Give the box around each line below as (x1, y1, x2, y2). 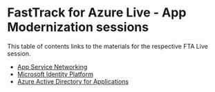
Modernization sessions (7, 19, 149, 35)
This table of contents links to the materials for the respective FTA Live (7, 42, 209, 50)
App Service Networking (17, 62, 88, 71)
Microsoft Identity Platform (17, 70, 94, 78)
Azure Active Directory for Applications (17, 77, 129, 85)
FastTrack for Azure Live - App (7, 5, 187, 21)
